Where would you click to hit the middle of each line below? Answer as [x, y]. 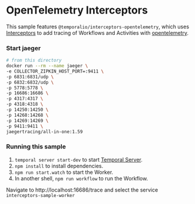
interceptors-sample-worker [41, 195]
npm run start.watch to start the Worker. [64, 172]
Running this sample [36, 147]
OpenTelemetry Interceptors [77, 10]
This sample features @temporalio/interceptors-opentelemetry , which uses [98, 27]
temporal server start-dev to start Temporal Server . [79, 159]
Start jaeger [24, 48]
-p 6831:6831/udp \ [30, 77]
